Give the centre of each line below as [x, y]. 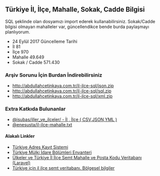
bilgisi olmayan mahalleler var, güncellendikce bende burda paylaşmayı [77, 27]
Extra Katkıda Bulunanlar [35, 109]
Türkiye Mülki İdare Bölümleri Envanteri [52, 152]
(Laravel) [21, 163]
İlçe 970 [20, 52]
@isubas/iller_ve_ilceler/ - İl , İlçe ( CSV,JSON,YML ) [64, 119]
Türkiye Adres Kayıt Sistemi [40, 147]
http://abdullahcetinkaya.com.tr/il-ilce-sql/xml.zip [62, 96]
